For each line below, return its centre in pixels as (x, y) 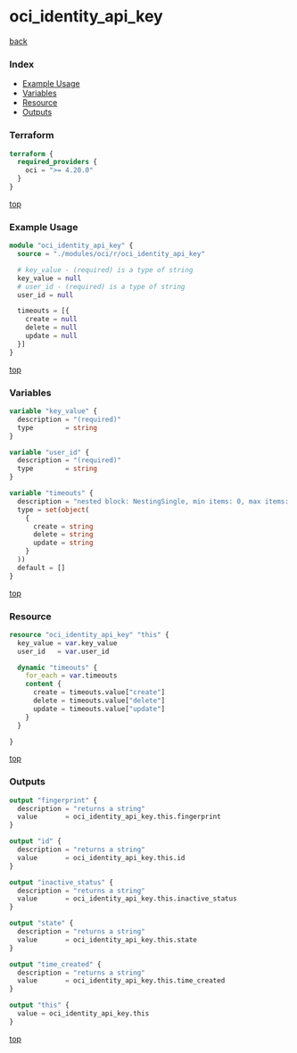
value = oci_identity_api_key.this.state (107, 940)
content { (44, 684)
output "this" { (39, 1006)
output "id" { (36, 842)
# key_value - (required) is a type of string (105, 269)
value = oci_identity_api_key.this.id (101, 858)
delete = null (51, 328)
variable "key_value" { (54, 411)
